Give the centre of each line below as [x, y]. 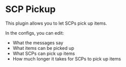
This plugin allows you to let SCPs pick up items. [56, 23]
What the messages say [38, 43]
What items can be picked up [43, 48]
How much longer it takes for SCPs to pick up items [67, 58]
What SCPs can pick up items [44, 53]
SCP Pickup [31, 9]
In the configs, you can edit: [35, 33]
